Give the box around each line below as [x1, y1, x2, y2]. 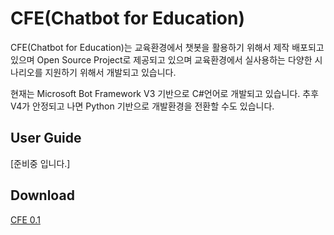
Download [10, 187, 75, 204]
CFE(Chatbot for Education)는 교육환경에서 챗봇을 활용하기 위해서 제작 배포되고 [10, 41, 325, 53]
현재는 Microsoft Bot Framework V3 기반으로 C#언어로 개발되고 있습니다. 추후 [10, 87, 320, 99]
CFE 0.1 [10, 213, 41, 226]
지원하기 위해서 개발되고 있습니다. [44, 66, 177, 78]
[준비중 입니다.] [10, 157, 71, 169]
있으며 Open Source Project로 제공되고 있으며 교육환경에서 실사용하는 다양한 [10, 53, 313, 66]
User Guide [10, 130, 82, 147]
